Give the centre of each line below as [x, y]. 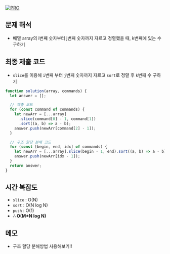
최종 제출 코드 [25, 62]
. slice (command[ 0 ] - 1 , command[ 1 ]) [57, 119]
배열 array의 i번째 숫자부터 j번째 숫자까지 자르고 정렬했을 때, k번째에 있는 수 [87, 38]
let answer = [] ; [28, 96]
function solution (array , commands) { [46, 91]
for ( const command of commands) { [47, 110]
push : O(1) [23, 210]
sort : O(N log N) [30, 205]
